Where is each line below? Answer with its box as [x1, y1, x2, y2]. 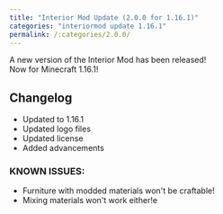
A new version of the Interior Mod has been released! [9, 55, 207, 66]
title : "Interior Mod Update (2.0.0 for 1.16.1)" [9, 13, 200, 22]
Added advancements [22, 143, 105, 154]
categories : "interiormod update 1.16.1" [9, 22, 167, 31]
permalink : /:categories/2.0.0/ [9, 30, 130, 39]
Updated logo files [22, 123, 92, 135]
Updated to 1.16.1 [22, 114, 85, 125]
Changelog [9, 90, 73, 105]
